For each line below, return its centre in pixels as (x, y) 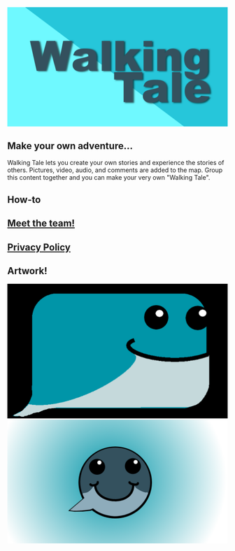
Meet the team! (41, 223)
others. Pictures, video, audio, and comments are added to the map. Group (115, 170)
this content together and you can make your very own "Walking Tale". (109, 178)
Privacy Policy (39, 247)
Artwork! (27, 271)
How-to (24, 200)
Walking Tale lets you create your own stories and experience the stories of (116, 163)
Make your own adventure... (70, 146)
